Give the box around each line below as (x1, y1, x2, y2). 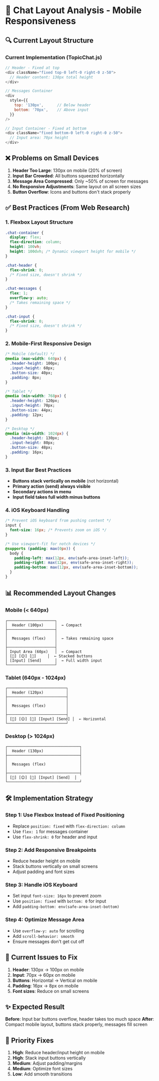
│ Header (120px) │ (5, 690, 69, 695)
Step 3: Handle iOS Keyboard (5, 881, 78, 888)
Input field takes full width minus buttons (12, 494, 101, 500)
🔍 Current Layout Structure (5, 36, 94, 45)
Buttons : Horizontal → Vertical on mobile (12, 977, 98, 983)
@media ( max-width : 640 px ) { (5, 356, 66, 361)
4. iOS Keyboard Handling (5, 507, 69, 514)
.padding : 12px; (10, 412, 44, 417)
